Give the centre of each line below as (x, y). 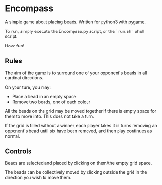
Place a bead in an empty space (44, 96)
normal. (13, 136)
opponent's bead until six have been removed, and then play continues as (79, 131)
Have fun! (15, 46)
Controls (18, 151)
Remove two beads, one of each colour (51, 102)
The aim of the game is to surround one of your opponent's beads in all (76, 73)
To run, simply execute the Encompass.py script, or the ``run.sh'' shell (75, 31)
